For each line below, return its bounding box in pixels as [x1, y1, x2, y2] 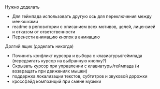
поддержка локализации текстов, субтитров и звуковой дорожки [12, 74, 147, 79]
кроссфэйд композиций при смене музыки [12, 78, 102, 84]
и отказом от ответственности [12, 29, 75, 34]
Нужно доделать [5, 4, 40, 10]
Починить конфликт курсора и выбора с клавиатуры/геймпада [12, 53, 143, 59]
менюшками [12, 19, 38, 24]
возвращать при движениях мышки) [12, 68, 87, 74]
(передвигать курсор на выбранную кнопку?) [12, 58, 107, 63]
